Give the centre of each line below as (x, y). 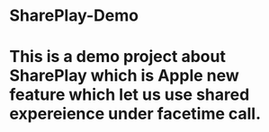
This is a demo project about (118, 57)
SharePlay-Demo (74, 16)
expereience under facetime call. (135, 114)
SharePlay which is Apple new (125, 76)
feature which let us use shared (130, 95)
